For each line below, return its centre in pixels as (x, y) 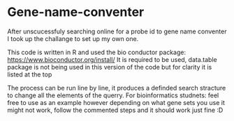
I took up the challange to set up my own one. (73, 38)
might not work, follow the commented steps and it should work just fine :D (115, 110)
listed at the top (30, 74)
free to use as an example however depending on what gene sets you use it (116, 102)
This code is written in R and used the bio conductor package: (97, 52)
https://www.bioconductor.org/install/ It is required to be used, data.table (112, 59)
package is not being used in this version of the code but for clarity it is (110, 67)
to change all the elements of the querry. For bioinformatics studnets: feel (113, 95)
